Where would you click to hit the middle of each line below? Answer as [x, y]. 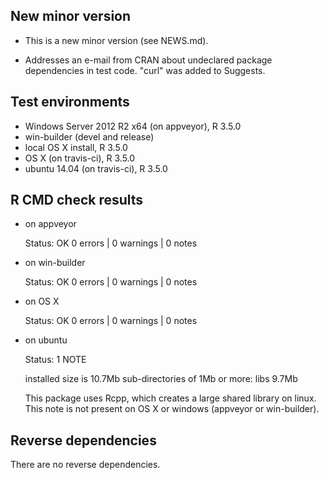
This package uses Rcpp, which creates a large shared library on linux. [170, 398]
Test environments [70, 102]
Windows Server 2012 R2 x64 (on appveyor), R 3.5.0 [133, 126]
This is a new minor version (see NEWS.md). [116, 40]
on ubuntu [46, 340]
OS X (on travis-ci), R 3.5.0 [80, 158]
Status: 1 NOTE [55, 360]
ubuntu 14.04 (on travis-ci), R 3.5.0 [96, 168]
